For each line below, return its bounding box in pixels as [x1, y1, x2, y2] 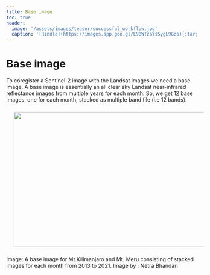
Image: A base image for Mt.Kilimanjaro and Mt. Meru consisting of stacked [6, 256, 194, 263]
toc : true [6, 14, 31, 20]
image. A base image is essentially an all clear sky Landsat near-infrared [6, 84, 186, 91]
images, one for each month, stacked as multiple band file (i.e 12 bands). [6, 96, 187, 104]
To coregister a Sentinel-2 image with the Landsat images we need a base [6, 77, 191, 84]
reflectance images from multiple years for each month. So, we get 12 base [6, 90, 193, 97]
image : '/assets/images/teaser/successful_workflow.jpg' [11, 25, 158, 32]
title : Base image [6, 8, 52, 15]
